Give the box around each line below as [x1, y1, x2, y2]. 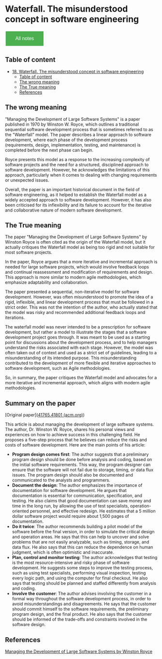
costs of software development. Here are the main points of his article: [5, 442, 146, 448]
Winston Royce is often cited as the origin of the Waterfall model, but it [5, 239, 146, 245]
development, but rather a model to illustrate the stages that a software [5, 329, 147, 335]
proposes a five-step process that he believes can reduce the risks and [5, 437, 147, 443]
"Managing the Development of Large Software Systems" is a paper [5, 116, 140, 122]
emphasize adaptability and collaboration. [5, 280, 88, 285]
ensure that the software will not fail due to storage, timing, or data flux [12, 467, 154, 473]
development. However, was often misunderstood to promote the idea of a [5, 294, 153, 300]
